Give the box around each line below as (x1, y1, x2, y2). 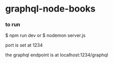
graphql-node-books (5, 3, 96, 15)
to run (5, 21, 20, 28)
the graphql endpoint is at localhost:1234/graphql (5, 52, 108, 58)
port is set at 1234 (5, 42, 43, 48)
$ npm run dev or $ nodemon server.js (5, 32, 86, 38)
